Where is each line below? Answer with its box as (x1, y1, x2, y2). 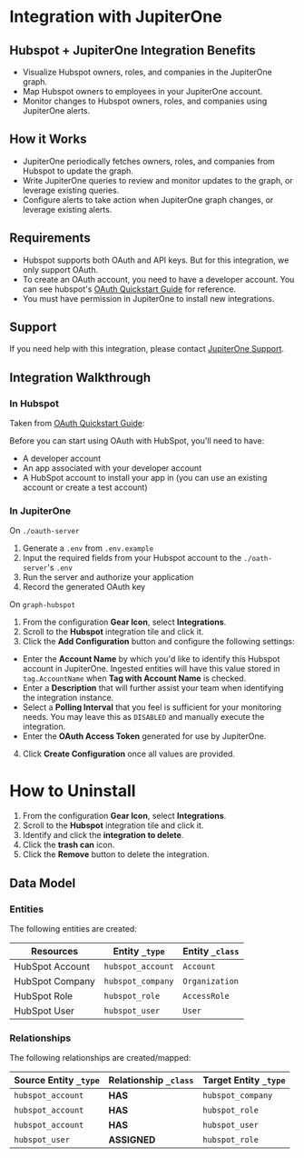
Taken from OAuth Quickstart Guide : (9, 418, 145, 429)
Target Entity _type (202, 1074, 286, 1087)
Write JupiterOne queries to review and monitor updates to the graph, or (22, 175, 293, 185)
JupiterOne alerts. (22, 105, 91, 115)
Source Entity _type (14, 1074, 100, 1087)
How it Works (9, 132, 87, 147)
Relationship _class (108, 1074, 194, 1087)
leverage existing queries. (22, 185, 120, 195)
